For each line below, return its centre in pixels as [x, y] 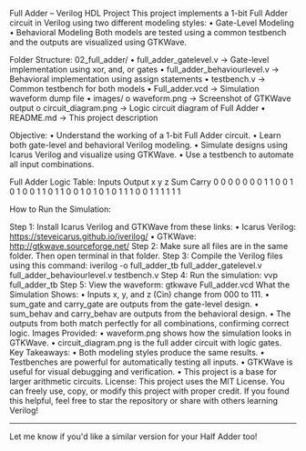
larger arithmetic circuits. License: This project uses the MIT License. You [147, 381]
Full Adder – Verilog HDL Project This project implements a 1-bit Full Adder [149, 13]
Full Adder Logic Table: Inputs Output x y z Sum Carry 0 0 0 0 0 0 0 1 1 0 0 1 [152, 182]
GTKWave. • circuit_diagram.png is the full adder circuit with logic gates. [146, 343]
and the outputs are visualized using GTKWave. [98, 42]
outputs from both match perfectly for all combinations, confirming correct [149, 323]
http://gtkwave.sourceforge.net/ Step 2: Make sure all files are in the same [149, 246]
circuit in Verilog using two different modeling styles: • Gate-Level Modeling [152, 23]
